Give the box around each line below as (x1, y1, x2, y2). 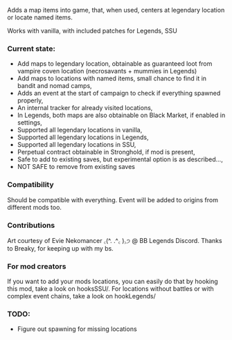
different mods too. (7, 203, 62, 211)
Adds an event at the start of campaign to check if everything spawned (17, 89, 221, 98)
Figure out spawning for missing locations (17, 325, 137, 333)
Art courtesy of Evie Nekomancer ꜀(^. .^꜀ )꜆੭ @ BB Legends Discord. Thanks (7, 236, 223, 244)
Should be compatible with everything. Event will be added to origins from (7, 195, 218, 204)
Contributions (7, 220, 55, 230)
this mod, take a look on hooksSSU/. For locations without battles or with (7, 285, 215, 293)
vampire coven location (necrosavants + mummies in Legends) (17, 67, 197, 75)
